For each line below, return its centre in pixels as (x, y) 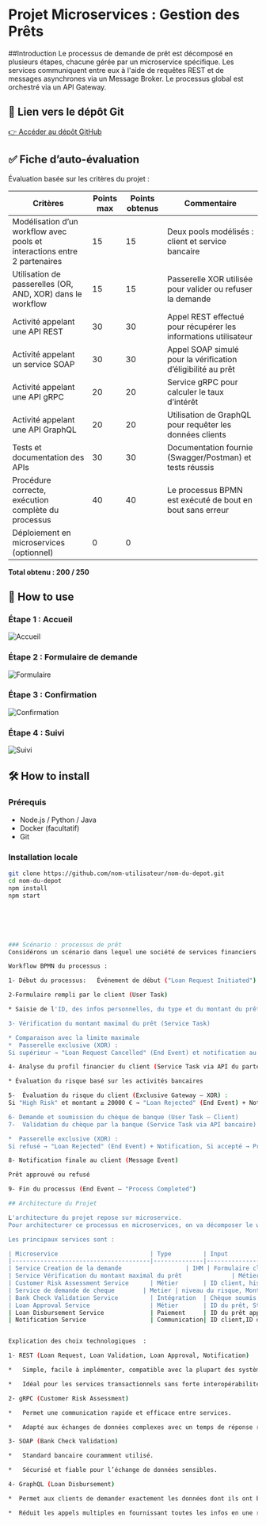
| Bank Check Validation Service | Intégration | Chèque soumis (133, 1298)
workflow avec (40, 231)
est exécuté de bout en (210, 499)
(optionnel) (33, 552)
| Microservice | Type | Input (118, 1254)
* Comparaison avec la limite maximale (74, 1038)
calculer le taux (196, 392)
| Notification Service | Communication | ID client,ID (131, 1320)
